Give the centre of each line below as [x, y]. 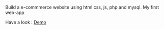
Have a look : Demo [26, 22]
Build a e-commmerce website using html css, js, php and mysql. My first [82, 7]
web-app [15, 12]
